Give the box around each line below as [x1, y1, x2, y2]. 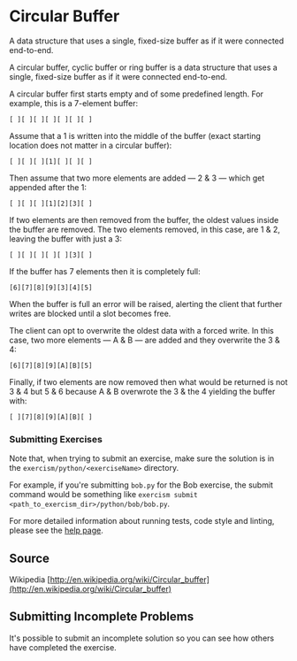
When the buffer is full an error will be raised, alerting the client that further [9, 298, 283, 309]
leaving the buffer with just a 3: [9, 233, 122, 244]
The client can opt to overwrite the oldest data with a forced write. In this [9, 325, 274, 335]
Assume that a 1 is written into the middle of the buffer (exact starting [9, 130, 261, 141]
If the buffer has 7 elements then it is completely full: [9, 265, 201, 276]
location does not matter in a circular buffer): [9, 140, 172, 150]
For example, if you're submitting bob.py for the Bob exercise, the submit [9, 480, 274, 490]
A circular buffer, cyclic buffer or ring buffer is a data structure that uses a [9, 62, 278, 73]
